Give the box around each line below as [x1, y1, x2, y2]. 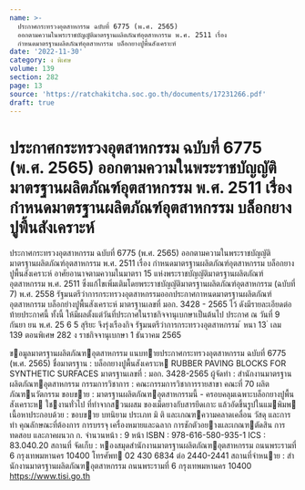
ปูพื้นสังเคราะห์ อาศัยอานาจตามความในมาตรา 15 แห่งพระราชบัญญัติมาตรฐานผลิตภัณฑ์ [9, 268, 264, 279]
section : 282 [9, 73, 59, 82]
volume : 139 [9, 65, 55, 74]
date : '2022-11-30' [9, 47, 84, 56]
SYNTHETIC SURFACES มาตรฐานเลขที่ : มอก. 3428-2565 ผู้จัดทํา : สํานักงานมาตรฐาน [9, 368, 292, 379]
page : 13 [9, 81, 43, 90]
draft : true [9, 97, 55, 107]
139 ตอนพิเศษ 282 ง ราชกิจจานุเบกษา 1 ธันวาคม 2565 [9, 330, 182, 341]
